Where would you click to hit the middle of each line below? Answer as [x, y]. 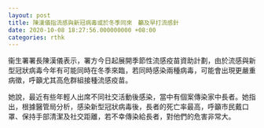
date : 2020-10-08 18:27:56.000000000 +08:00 [82, 30]
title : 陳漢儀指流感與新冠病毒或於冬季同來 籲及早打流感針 [93, 23]
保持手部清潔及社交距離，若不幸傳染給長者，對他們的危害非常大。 [128, 117]
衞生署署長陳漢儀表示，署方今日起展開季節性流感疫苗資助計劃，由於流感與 [128, 60]
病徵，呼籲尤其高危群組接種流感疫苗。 [70, 80]
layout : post [29, 15]
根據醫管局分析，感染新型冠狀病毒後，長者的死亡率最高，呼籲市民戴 [132, 107]
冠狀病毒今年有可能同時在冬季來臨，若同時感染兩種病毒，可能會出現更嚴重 [135, 71]
